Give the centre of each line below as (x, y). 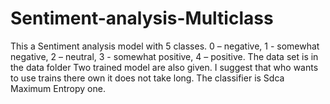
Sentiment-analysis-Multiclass (142, 18)
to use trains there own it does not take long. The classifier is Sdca (147, 78)
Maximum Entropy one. (58, 88)
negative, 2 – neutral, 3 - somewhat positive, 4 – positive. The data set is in (164, 56)
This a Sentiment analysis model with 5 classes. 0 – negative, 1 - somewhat (165, 46)
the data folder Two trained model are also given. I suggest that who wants (164, 67)
